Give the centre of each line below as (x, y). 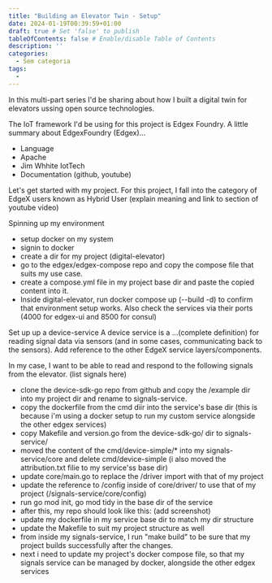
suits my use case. (51, 273)
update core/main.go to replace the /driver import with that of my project (142, 476)
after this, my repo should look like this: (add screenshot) (115, 511)
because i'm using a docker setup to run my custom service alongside (138, 415)
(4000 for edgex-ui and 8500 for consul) (88, 316)
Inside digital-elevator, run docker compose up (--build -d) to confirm (136, 299)
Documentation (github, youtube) (76, 174)
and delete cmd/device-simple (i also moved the (145, 459)
